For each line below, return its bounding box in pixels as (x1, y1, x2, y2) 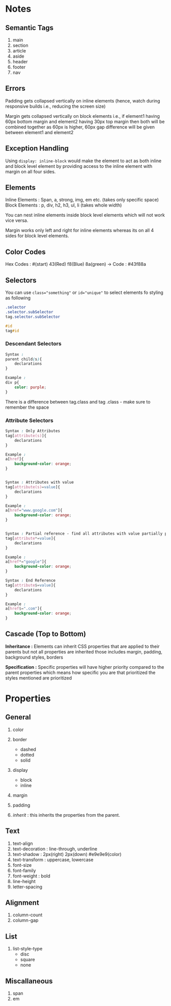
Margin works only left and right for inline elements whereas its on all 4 (5, 228, 154, 234)
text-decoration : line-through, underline (12, 845, 98, 852)
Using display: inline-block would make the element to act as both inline (5, 158, 162, 164)
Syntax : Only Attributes (5, 429, 60, 434)
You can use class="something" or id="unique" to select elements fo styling (5, 289, 164, 296)
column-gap (12, 917, 39, 923)
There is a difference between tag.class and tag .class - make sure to (5, 398, 151, 405)
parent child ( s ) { (5, 357, 42, 362)
